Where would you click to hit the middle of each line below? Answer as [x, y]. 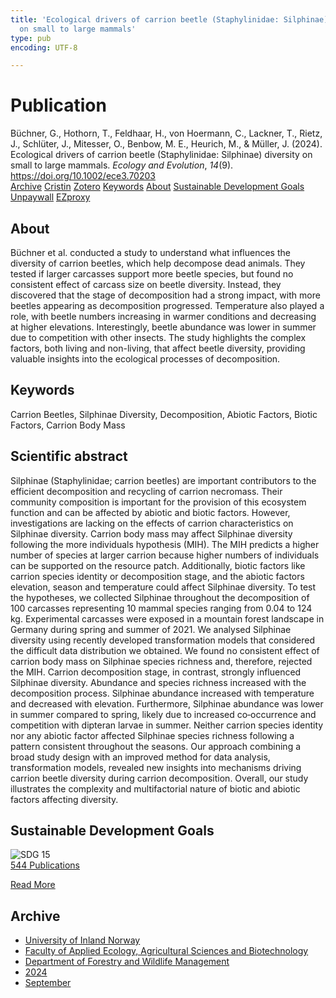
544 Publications [45, 865]
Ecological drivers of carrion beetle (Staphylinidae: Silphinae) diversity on [161, 155]
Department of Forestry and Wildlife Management [127, 962]
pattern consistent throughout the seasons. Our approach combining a [156, 746]
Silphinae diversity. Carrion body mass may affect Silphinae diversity [151, 533]
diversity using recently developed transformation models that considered [163, 640]
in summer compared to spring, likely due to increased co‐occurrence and [163, 714]
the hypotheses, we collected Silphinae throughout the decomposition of [160, 597]
